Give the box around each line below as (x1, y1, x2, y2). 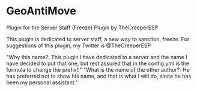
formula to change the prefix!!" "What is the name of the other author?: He (6, 66, 190, 73)
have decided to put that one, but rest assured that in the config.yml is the (6, 60, 190, 67)
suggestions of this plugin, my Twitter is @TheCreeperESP (6, 42, 151, 49)
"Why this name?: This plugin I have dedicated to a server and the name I (6, 53, 187, 60)
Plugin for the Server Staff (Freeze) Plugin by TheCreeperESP (6, 24, 159, 31)
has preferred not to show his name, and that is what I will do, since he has (6, 72, 192, 79)
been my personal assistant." (6, 79, 78, 86)
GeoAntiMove (6, 4, 76, 18)
